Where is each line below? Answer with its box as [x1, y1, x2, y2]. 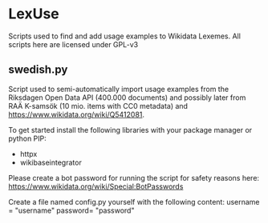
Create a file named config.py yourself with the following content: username [8, 197, 260, 206]
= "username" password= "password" [8, 205, 135, 215]
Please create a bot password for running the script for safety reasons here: [8, 173, 259, 182]
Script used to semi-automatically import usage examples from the [8, 84, 229, 94]
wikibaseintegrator [19, 157, 82, 167]
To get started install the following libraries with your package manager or [8, 125, 253, 134]
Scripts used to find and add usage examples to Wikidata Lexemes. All [8, 31, 241, 41]
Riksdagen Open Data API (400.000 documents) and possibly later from [8, 93, 246, 102]
